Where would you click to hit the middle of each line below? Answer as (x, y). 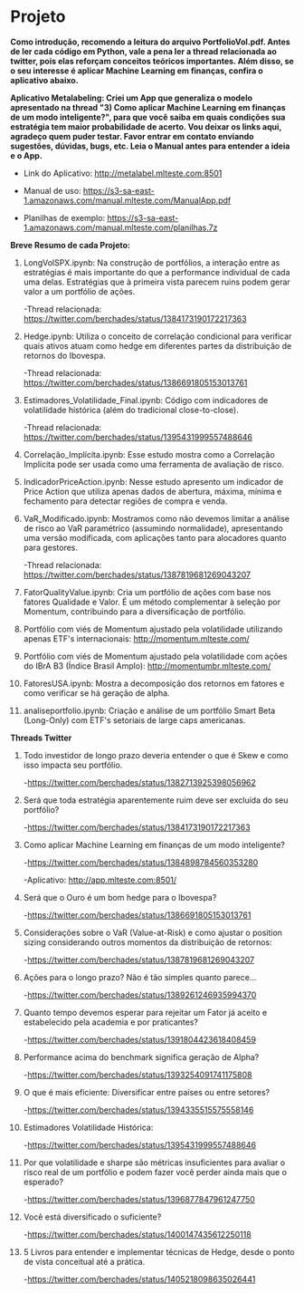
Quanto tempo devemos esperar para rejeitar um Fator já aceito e (145, 1012)
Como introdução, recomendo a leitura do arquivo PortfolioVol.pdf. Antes (150, 42)
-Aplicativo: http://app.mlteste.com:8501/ (100, 880)
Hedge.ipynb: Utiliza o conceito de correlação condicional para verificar (157, 336)
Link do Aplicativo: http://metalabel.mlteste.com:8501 (123, 173)
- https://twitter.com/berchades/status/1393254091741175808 (138, 1075)
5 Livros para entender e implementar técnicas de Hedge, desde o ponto (159, 1251)
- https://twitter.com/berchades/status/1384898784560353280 (141, 862)
